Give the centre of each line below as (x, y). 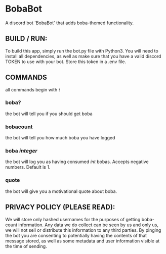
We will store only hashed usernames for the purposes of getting (73, 219)
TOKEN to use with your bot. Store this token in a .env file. (66, 62)
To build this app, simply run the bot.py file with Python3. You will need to (82, 50)
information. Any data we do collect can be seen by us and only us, (88, 225)
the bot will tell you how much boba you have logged (60, 138)
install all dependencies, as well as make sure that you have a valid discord (83, 56)
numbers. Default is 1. (28, 167)
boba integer (21, 151)
